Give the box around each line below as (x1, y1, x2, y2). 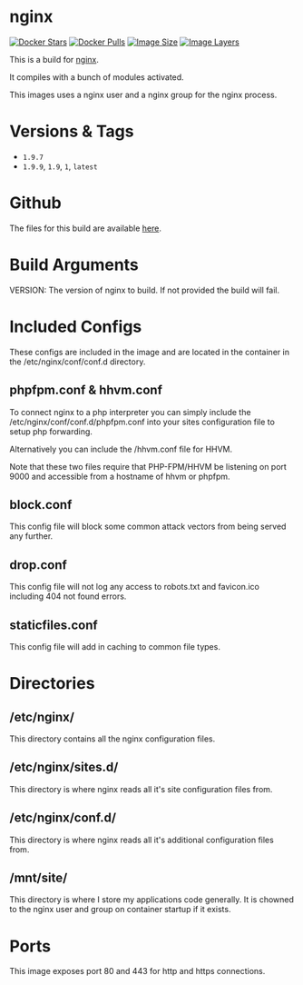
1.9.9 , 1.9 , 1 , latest (22, 161, 98, 172)
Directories (9, 673, 95, 694)
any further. (9, 531, 54, 542)
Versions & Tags (9, 121, 134, 142)
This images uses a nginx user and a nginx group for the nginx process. (9, 89, 278, 100)
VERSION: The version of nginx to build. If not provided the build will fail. (9, 284, 280, 295)
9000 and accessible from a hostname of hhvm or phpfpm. (9, 471, 230, 482)
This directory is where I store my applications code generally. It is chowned (9, 894, 295, 905)
